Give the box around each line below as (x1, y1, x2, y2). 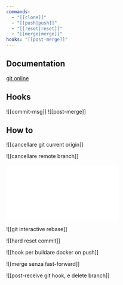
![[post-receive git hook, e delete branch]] (6, 272, 110, 279)
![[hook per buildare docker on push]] (6, 249, 99, 256)
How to (6, 125, 33, 135)
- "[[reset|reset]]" (11, 25, 63, 32)
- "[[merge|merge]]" (11, 31, 63, 37)
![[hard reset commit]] (6, 237, 61, 244)
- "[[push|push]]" (11, 20, 58, 26)
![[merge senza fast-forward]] (6, 260, 80, 268)
